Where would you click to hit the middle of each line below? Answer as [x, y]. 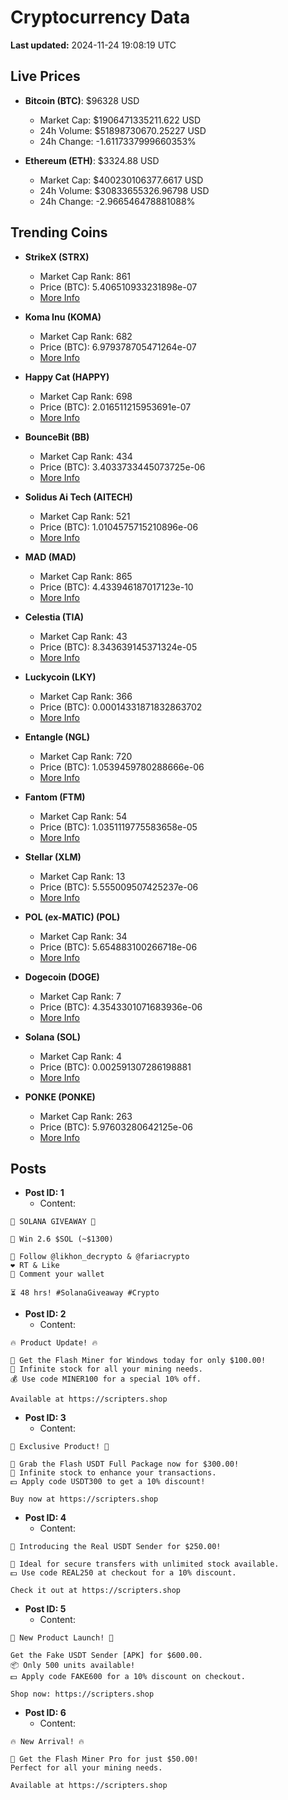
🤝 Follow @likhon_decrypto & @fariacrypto [100, 1257]
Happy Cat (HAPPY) [67, 377]
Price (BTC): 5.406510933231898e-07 [118, 287]
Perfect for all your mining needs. [86, 1768]
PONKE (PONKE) [60, 1097]
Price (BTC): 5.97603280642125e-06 [116, 1127]
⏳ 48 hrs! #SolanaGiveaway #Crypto [85, 1293]
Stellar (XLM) [53, 857]
